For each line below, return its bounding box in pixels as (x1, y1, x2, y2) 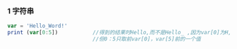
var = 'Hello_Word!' (7, 22, 68, 29)
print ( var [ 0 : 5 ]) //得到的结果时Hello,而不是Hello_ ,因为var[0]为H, (7, 29, 231, 36)
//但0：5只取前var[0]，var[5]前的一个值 (92, 36, 201, 43)
